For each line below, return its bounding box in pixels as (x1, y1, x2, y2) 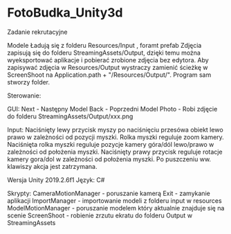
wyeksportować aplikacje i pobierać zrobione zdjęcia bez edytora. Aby (7, 55, 209, 64)
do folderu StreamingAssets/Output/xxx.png (7, 112, 133, 120)
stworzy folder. (7, 78, 50, 86)
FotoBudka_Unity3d (7, 5, 123, 21)
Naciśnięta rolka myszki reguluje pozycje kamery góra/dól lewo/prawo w (7, 140, 214, 148)
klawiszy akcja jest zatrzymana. (7, 162, 98, 170)
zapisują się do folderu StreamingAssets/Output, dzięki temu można (7, 48, 201, 57)
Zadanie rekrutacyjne (7, 28, 68, 36)
